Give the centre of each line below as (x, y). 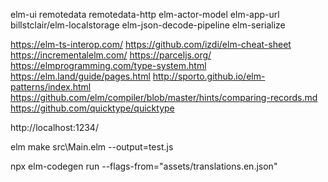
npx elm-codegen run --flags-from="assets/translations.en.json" (144, 166)
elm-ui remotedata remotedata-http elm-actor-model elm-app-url (145, 14)
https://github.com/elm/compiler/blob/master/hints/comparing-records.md (164, 97)
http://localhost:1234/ (54, 127)
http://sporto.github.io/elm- (209, 76)
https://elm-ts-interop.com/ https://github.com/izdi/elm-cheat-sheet (151, 44)
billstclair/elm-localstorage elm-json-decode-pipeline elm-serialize (148, 25)
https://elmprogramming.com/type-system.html (108, 65)
